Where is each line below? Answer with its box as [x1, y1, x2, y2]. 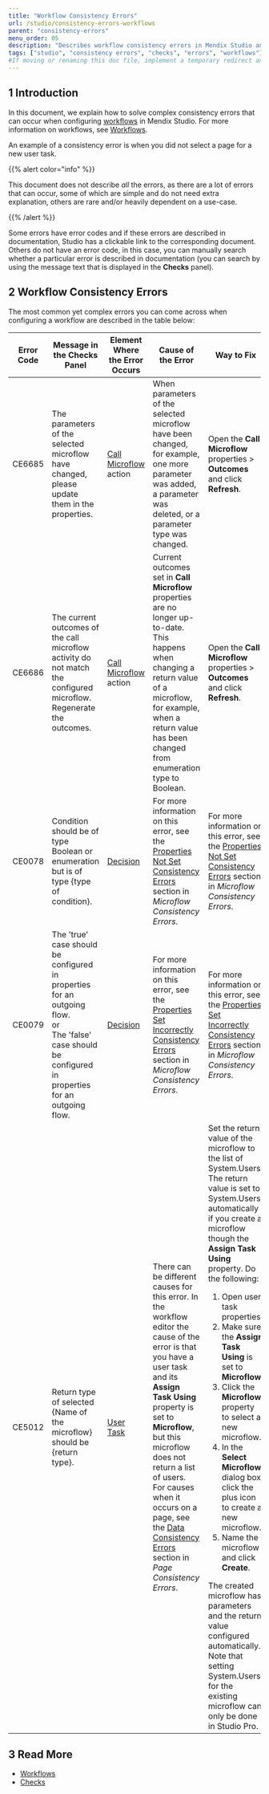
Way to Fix [215, 349, 257, 360]
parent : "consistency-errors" [8, 26, 110, 35]
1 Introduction [8, 86, 78, 100]
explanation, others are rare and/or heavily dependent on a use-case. [8, 197, 238, 206]
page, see [152, 1511, 191, 1523]
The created [207, 1580, 255, 1591]
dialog [221, 1471, 246, 1483]
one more [152, 458, 189, 470]
